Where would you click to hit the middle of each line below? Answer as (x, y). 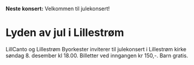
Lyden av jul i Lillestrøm (65, 33)
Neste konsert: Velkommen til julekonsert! (58, 9)
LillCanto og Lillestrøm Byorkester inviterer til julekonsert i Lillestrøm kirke (96, 49)
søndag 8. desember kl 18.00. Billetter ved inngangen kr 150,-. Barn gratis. (97, 55)
